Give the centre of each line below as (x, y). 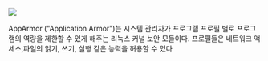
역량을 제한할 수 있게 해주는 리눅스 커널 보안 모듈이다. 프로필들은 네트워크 (138, 39)
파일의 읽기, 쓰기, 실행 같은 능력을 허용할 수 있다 (97, 49)
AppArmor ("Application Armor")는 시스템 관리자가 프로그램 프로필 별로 (122, 28)
